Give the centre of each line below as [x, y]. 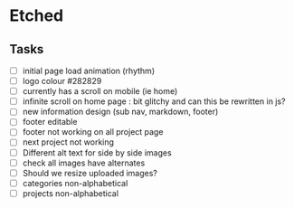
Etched [37, 16]
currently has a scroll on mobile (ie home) [100, 91]
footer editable [50, 122]
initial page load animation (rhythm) [89, 71]
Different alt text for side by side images [97, 152]
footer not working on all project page [93, 132]
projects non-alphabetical [71, 193]
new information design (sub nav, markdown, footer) [120, 112]
